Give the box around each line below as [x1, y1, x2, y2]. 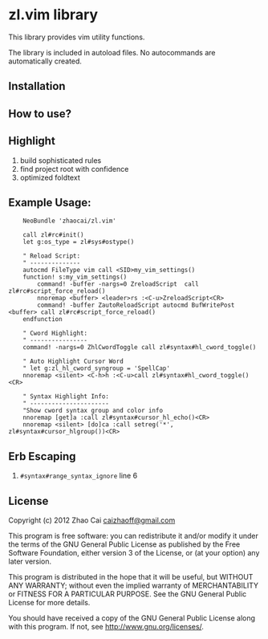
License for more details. [8, 597, 91, 607]
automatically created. [8, 56, 83, 66]
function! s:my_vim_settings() [22, 273, 128, 282]
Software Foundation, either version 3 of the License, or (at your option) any [8, 547, 260, 557]
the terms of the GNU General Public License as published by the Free [8, 539, 241, 549]
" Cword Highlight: [22, 329, 88, 338]
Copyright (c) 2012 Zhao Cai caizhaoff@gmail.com [8, 515, 176, 525]
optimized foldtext [19, 173, 80, 182]
